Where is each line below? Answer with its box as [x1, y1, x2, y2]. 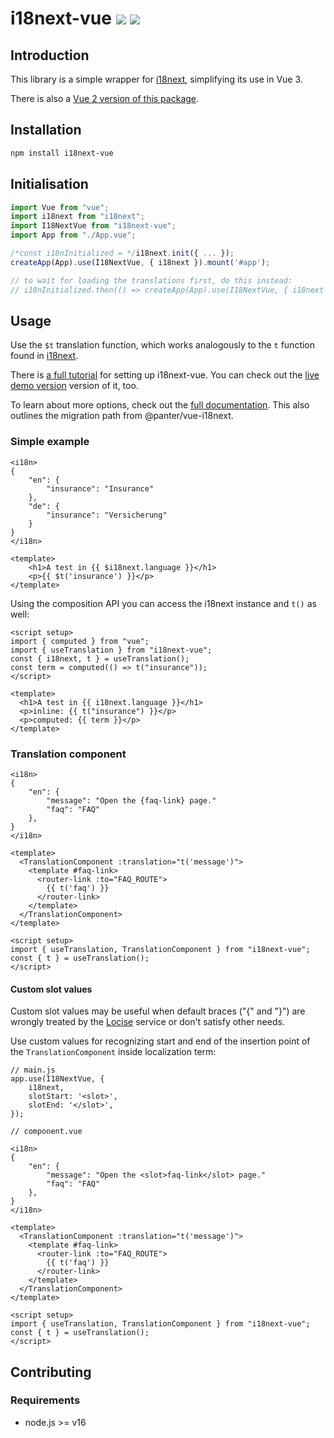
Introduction [10, 47, 90, 64]
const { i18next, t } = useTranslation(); [10, 653, 190, 664]
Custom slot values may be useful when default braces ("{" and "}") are [10, 1005, 306, 1017]
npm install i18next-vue [10, 148, 114, 158]
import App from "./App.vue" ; [10, 230, 137, 241]
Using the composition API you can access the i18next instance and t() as [10, 597, 317, 609]
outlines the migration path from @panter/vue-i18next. [10, 410, 234, 422]
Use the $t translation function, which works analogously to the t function [10, 339, 316, 351]
